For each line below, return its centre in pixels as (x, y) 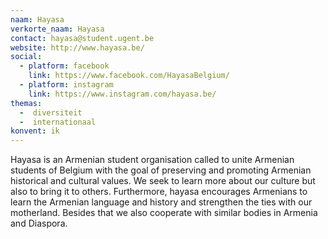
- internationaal (58, 122)
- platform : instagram (66, 85)
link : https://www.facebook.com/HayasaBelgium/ (129, 76)
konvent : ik (35, 131)
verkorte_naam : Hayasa (57, 29)
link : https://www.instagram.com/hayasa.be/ (122, 94)
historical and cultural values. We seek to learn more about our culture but (163, 181)
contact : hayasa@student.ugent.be (82, 38)
